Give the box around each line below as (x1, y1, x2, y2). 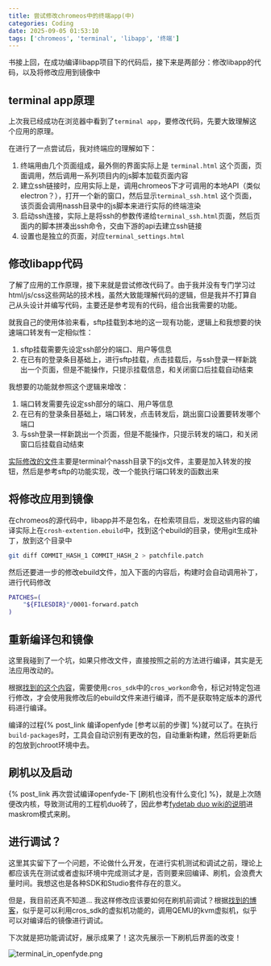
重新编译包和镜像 (8, 632, 94, 646)
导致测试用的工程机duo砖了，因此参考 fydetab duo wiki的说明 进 (43, 799, 253, 809)
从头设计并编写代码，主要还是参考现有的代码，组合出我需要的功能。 (15, 300, 242, 310)
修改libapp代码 (8, 257, 83, 271)
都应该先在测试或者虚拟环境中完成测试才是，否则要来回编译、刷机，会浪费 (8, 868, 256, 877)
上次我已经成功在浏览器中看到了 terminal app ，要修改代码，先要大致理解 (8, 116, 250, 126)
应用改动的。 (15, 666, 58, 675)
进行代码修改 (8, 577, 51, 587)
